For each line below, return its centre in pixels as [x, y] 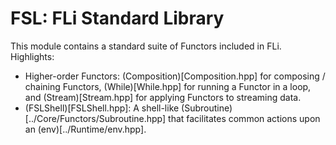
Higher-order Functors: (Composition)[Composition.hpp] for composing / [175, 76]
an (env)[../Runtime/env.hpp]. [85, 129]
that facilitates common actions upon [244, 118]
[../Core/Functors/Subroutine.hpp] [95, 118]
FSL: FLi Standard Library [117, 18]
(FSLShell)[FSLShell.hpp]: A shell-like [102, 108]
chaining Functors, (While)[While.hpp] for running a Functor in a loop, [168, 86]
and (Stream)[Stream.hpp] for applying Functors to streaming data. [163, 97]
